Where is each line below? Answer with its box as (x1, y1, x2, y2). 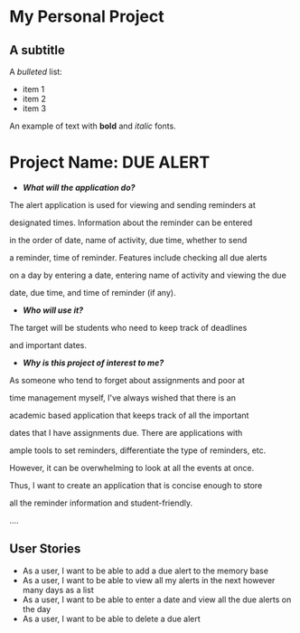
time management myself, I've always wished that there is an (9, 392, 237, 403)
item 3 (22, 103, 47, 114)
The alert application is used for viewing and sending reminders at (9, 199, 256, 210)
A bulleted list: (9, 66, 63, 77)
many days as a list (22, 584, 94, 595)
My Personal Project (9, 6, 164, 27)
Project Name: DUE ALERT (9, 152, 211, 173)
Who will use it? (22, 305, 84, 316)
